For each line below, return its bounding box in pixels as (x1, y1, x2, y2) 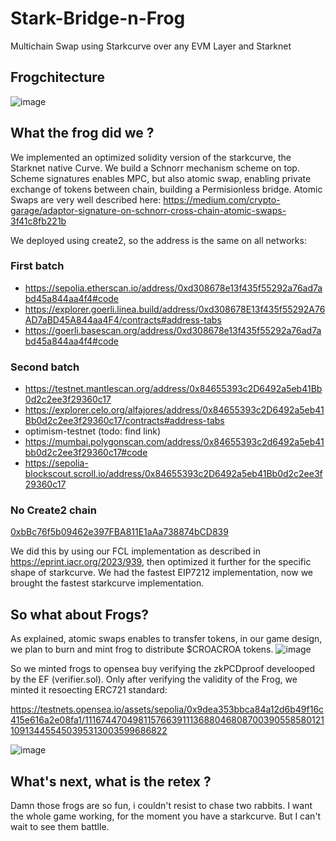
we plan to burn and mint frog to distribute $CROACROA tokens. (10, 643, 274, 656)
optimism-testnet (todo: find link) (24, 425, 162, 437)
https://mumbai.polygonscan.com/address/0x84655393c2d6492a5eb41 (24, 436, 325, 448)
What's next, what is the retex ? (10, 773, 212, 790)
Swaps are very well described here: (10, 193, 162, 206)
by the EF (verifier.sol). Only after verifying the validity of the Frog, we (10, 673, 298, 686)
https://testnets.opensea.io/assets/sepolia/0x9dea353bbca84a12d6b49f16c (10, 703, 325, 716)
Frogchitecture (10, 69, 105, 86)
